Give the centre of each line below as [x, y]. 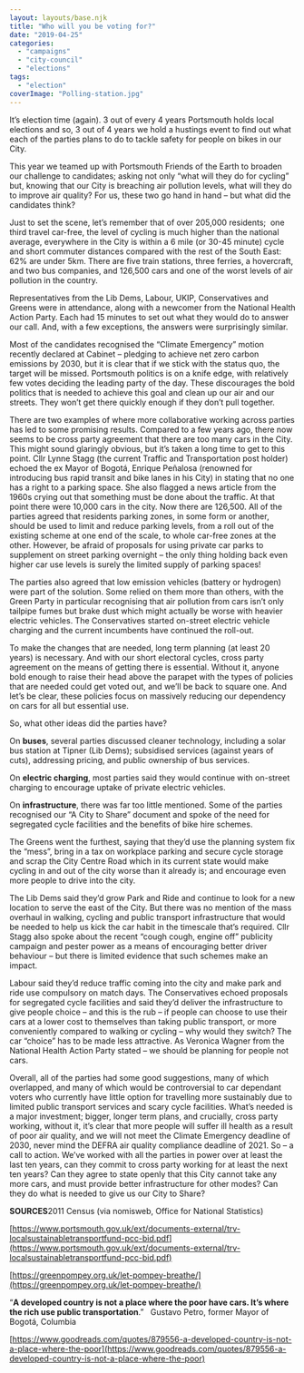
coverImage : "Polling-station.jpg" [77, 93]
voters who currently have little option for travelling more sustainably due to [151, 1097]
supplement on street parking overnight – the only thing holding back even [149, 554]
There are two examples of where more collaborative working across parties [152, 419]
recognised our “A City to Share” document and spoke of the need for [140, 814]
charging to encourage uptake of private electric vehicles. [118, 787]
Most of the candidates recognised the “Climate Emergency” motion [137, 344]
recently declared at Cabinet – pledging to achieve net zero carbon [134, 354]
